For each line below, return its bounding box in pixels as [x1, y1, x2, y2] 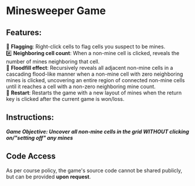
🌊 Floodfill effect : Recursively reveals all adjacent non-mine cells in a [6, 65, 173, 71]
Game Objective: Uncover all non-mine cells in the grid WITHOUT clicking [6, 128, 189, 135]
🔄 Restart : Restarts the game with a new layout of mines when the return [6, 89, 182, 96]
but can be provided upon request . [6, 173, 91, 180]
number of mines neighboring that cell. [6, 58, 100, 65]
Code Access [6, 151, 56, 161]
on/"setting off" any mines [6, 134, 73, 141]
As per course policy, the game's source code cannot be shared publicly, [6, 167, 183, 174]
